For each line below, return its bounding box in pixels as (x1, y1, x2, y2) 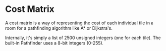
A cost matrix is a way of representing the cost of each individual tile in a (5, 20, 154, 26)
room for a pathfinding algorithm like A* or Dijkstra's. (5, 25, 112, 31)
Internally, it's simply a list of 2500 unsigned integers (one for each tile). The (5, 35, 161, 41)
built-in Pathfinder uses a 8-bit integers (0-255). (5, 40, 104, 46)
